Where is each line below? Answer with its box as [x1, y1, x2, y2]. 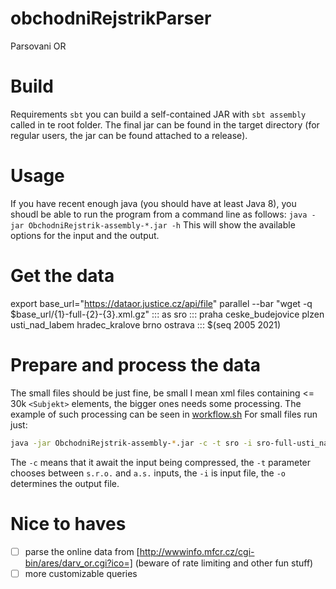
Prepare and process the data [10, 353, 262, 376]
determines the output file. [10, 477, 120, 489]
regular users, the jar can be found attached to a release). [10, 129, 248, 141]
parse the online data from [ [24, 545, 140, 557]
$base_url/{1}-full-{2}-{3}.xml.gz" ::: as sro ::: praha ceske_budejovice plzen [10, 308, 325, 320]
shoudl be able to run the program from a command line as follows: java [10, 208, 308, 220]
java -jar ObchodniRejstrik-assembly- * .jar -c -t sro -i [10, 438, 253, 448]
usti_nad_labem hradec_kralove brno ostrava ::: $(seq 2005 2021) [10, 318, 282, 331]
